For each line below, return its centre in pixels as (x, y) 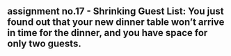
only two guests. (44, 44)
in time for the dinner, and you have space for (107, 33)
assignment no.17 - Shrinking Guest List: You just (115, 11)
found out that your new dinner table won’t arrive (116, 22)
